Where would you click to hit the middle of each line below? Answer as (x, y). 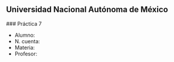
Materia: (25, 47)
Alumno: (25, 35)
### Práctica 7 (24, 23)
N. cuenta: (27, 41)
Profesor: (26, 54)
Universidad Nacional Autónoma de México (87, 10)
